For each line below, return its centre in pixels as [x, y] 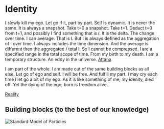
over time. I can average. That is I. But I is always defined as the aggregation [82, 38]
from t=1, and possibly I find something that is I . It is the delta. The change [80, 33]
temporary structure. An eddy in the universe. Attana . [59, 59]
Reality [12, 94]
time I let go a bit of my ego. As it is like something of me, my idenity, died [80, 79]
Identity [21, 9]
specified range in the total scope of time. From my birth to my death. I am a [82, 54]
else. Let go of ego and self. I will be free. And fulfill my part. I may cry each [81, 74]
